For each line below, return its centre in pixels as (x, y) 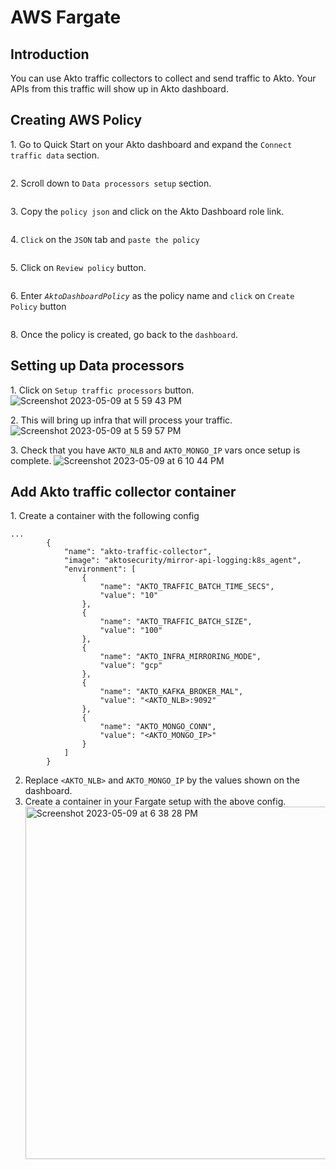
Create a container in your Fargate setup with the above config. (155, 802)
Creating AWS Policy (76, 120)
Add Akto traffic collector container (123, 492)
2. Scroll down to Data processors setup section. (111, 183)
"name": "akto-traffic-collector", (138, 552)
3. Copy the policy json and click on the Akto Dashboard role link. (147, 211)
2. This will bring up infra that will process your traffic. (121, 420)
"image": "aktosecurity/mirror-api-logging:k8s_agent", (182, 561)
